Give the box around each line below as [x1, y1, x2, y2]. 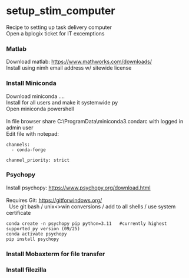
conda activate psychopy [6, 231, 67, 237]
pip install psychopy [6, 236, 59, 242]
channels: [6, 142, 31, 148]
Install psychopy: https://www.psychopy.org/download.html [6, 184, 151, 191]
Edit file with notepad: [6, 130, 59, 137]
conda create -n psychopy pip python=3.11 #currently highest [6, 220, 167, 227]
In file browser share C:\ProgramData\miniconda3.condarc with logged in [6, 117, 184, 125]
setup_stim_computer [6, 4, 115, 18]
